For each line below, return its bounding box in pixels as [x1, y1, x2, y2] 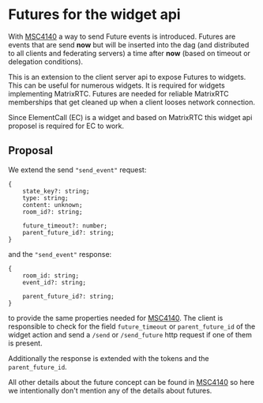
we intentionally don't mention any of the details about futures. [8, 386, 212, 395]
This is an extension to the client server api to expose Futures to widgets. [8, 72, 246, 81]
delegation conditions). [8, 57, 84, 66]
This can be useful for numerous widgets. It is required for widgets [8, 81, 225, 90]
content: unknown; [22, 201, 83, 209]
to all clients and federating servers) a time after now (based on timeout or [8, 48, 251, 58]
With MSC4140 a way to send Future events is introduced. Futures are [8, 32, 236, 41]
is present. [8, 338, 43, 348]
